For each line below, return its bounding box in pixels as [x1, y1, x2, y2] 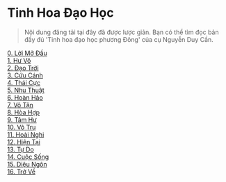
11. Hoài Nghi [7, 130, 45, 139]
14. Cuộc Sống [7, 152, 49, 161]
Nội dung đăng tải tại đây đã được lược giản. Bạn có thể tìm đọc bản [24, 28, 219, 36]
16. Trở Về [7, 167, 36, 176]
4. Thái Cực [7, 78, 40, 86]
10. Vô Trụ [7, 123, 36, 131]
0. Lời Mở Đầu [7, 49, 47, 57]
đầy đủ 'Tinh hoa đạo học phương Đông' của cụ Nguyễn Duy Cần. [24, 35, 213, 43]
